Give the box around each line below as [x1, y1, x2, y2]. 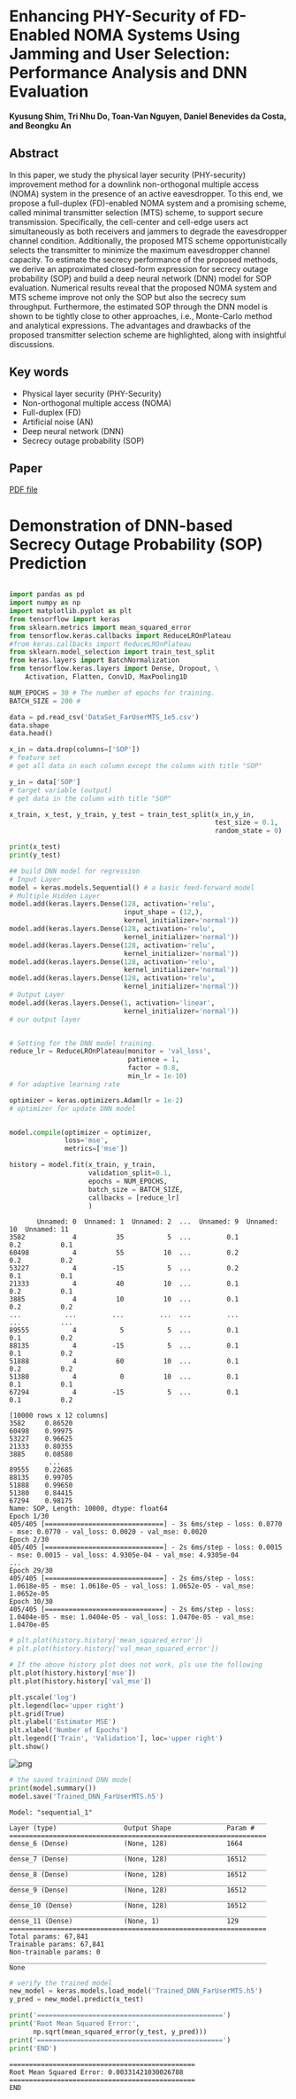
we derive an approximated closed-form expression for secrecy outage [9, 263, 269, 274]
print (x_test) [9, 843, 62, 851]
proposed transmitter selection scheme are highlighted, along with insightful [9, 330, 287, 340]
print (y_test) [9, 851, 62, 860]
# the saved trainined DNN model [9, 1775, 133, 1784]
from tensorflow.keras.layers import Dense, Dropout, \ [9, 665, 219, 673]
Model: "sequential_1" [9, 1807, 93, 1817]
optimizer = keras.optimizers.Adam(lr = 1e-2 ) [9, 1096, 184, 1105]
